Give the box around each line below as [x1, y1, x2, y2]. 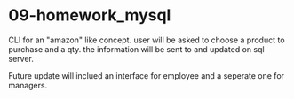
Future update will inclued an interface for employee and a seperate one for [8, 70, 285, 80]
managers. [8, 80, 48, 90]
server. [8, 53, 35, 64]
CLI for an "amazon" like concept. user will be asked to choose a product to [8, 34, 285, 45]
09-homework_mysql [8, 5, 171, 26]
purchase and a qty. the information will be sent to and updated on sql [8, 43, 265, 54]
